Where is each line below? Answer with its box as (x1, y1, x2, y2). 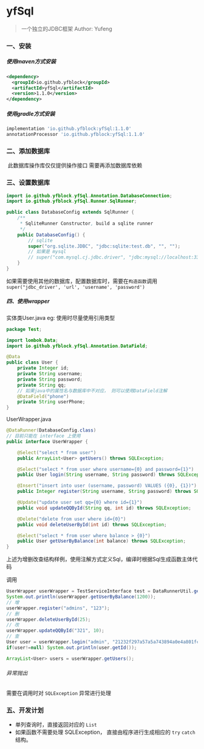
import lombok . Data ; (6, 337, 59, 344)
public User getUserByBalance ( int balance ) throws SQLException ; (17, 538, 186, 544)
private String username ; (17, 371, 83, 377)
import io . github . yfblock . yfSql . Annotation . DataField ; (6, 343, 148, 349)
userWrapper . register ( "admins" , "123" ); (6, 605, 110, 611)
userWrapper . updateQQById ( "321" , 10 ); (6, 628, 104, 634)
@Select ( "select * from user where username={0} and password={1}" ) (17, 466, 194, 472)
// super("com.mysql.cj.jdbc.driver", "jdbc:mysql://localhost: (28, 254, 194, 260)
